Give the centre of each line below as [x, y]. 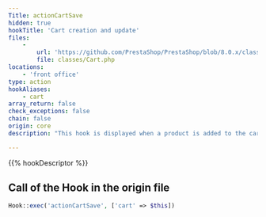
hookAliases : [30, 89]
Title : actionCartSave [46, 15]
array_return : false [42, 104]
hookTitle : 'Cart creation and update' [74, 30]
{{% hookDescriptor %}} [48, 162]
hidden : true [30, 23]
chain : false [30, 119]
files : [19, 38]
